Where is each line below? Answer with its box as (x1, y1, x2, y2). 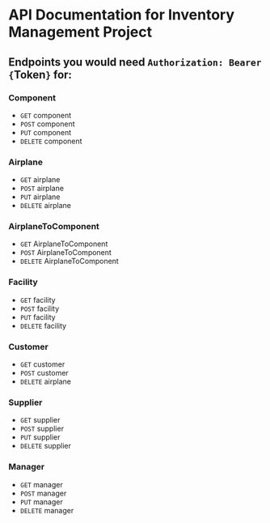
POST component (19, 119, 75, 129)
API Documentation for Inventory (8, 6, 235, 24)
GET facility (19, 295, 56, 304)
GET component (19, 110, 72, 120)
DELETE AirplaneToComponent (19, 257, 119, 266)
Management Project (8, 23, 152, 41)
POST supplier (19, 423, 65, 434)
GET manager (19, 479, 63, 489)
